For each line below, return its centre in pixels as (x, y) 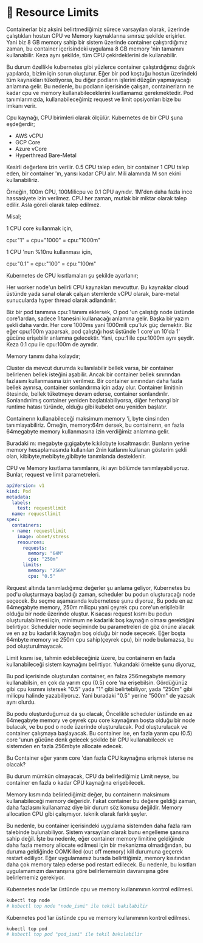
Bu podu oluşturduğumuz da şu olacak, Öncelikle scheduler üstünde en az (99, 713)
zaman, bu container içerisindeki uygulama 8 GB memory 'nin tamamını (95, 49)
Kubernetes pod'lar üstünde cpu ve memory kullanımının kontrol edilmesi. (98, 917)
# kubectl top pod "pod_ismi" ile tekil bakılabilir (74, 934)
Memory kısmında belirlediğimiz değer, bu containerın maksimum (88, 794)
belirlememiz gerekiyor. (36, 877)
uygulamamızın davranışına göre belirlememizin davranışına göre (88, 871)
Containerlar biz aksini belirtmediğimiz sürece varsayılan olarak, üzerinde (98, 29)
